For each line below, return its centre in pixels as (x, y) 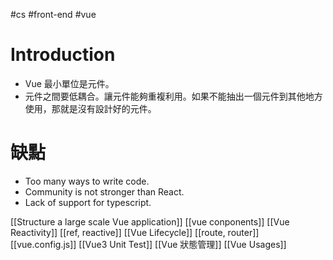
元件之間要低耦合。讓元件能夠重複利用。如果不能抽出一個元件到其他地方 (173, 96)
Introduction (63, 55)
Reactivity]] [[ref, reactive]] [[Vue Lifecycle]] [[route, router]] (135, 232)
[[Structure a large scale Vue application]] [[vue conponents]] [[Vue (150, 221)
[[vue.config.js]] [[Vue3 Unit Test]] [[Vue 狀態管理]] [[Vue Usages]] (148, 244)
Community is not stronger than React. (104, 191)
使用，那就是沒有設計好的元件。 (90, 108)
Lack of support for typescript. (88, 202)
